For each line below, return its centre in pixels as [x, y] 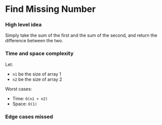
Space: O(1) [25, 104]
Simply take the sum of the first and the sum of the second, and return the [81, 35]
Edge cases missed [29, 117]
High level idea [23, 25]
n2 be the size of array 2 [37, 79]
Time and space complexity [39, 54]
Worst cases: [19, 89]
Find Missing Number [51, 9]
